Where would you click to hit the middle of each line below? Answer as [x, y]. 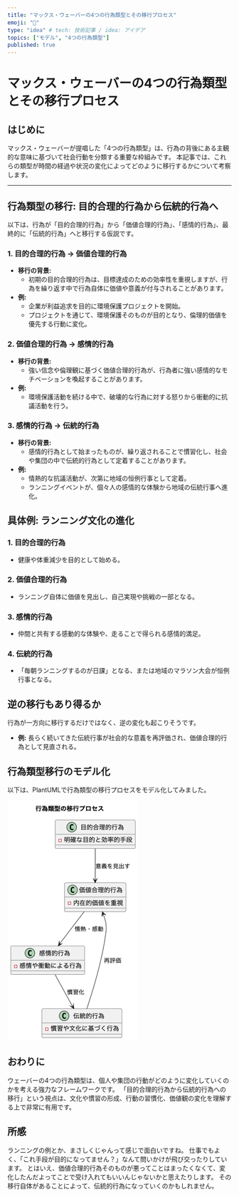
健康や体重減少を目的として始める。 [71, 560]
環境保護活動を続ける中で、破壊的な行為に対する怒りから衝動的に [125, 397]
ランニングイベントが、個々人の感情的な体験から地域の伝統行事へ [125, 487]
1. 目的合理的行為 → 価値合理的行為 [67, 253]
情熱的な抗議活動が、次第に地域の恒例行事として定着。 [109, 478]
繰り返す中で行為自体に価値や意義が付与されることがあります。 [134, 288]
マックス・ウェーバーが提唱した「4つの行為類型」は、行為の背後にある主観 [118, 148]
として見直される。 [52, 747]
